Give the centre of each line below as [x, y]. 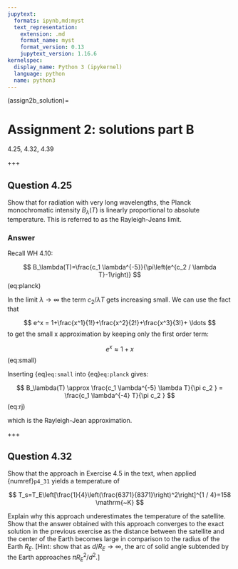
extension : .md [43, 34]
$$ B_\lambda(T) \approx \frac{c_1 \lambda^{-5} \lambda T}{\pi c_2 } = [120, 388]
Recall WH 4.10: [30, 253]
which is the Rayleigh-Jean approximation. [70, 420]
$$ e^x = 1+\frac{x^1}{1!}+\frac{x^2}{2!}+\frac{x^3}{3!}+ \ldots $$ [120, 323]
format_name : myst [47, 41]
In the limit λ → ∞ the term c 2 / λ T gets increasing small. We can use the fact [119, 301]
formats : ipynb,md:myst [49, 21]
